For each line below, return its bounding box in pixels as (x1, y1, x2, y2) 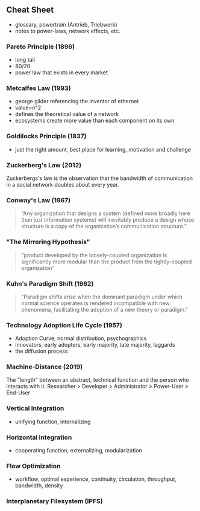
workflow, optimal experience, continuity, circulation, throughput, (14, 475, 177, 483)
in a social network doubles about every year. (6, 181, 119, 188)
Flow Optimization (6, 462, 61, 470)
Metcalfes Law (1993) (6, 84, 71, 92)
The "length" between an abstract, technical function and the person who (6, 376, 189, 384)
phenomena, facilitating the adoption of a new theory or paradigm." (20, 306, 189, 313)
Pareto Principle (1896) (6, 42, 75, 51)
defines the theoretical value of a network (14, 111, 119, 118)
